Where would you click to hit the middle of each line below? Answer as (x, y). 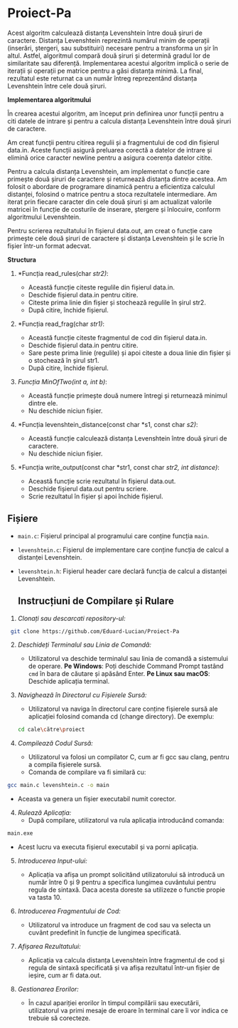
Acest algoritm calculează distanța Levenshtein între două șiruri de (105, 33)
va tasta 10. (45, 898)
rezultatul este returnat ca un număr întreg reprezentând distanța (102, 78)
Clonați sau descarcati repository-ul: (71, 618)
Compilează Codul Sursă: (55, 744)
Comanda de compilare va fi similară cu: (87, 772)
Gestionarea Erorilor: (48, 990)
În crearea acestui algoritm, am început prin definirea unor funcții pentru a (115, 113)
